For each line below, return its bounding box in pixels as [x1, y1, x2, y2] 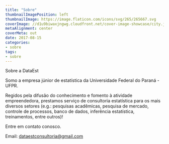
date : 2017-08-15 [5, 36, 42, 41]
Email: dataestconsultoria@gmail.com [5, 133, 83, 139]
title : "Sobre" [5, 7, 37, 13]
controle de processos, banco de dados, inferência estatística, [5, 108, 135, 114]
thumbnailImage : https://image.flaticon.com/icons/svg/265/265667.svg [5, 17, 156, 22]
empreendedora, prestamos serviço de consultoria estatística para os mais [5, 98, 161, 104]
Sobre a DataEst [5, 68, 39, 74]
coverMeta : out [5, 31, 37, 36]
